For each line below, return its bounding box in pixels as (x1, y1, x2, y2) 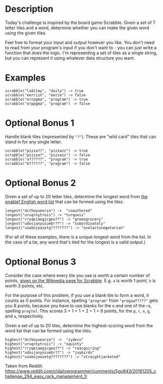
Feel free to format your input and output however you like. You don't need (5, 39, 155, 45)
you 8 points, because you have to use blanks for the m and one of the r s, (5, 302, 152, 309)
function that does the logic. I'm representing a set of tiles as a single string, (5, 50, 158, 56)
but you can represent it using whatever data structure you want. (5, 55, 135, 61)
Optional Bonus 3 (5, 256, 76, 267)
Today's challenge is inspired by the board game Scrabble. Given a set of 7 (5, 20, 156, 25)
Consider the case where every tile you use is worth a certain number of (5, 272, 150, 278)
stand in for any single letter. (5, 138, 62, 145)
